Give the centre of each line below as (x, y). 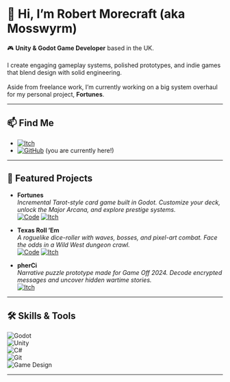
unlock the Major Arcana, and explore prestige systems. (96, 209)
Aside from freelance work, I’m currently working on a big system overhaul (112, 87)
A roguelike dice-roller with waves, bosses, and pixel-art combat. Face (117, 237)
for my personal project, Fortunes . (56, 94)
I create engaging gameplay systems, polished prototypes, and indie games (114, 65)
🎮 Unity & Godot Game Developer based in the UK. (80, 48)
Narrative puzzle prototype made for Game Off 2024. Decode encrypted (119, 272)
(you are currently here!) (80, 150)
